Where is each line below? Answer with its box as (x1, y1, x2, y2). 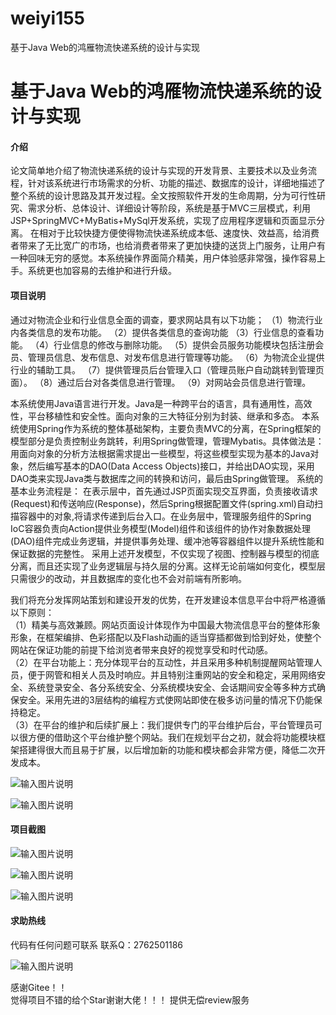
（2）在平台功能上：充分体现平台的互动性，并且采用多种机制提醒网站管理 (10, 656, 314, 668)
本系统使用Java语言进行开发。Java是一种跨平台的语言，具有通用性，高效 (10, 397, 313, 409)
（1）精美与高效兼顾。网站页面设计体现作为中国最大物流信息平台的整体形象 (10, 618, 321, 631)
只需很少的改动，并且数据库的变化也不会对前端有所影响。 (10, 572, 247, 584)
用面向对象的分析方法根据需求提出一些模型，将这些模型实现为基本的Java (10, 447, 311, 459)
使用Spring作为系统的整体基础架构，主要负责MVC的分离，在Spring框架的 (18, 422, 322, 434)
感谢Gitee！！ (10, 981, 68, 993)
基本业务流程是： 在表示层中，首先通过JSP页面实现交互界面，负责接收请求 (10, 485, 318, 497)
